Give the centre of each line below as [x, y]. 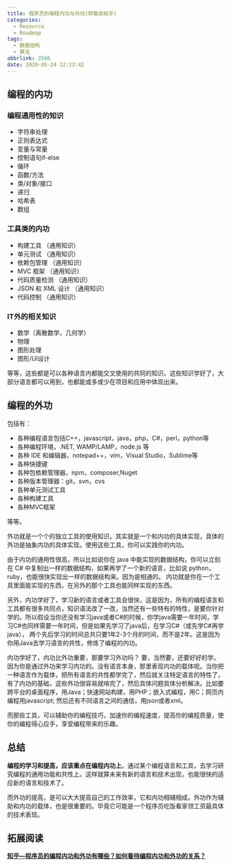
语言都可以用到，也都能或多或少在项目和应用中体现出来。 [100, 381]
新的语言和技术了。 [40, 783]
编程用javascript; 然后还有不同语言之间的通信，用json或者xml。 [97, 700]
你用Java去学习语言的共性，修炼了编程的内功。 [74, 643]
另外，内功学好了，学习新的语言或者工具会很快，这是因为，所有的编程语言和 [115, 600]
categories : [24, 20]
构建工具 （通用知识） [48, 245]
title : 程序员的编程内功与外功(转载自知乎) [62, 13]
